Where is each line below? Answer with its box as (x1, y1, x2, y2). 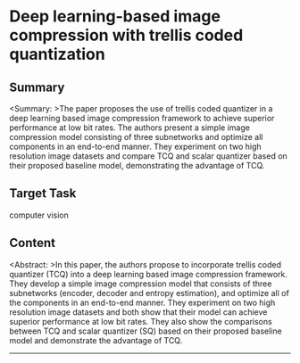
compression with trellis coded (9, 25, 244, 45)
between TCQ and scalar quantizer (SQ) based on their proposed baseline (9, 326, 283, 336)
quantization (9, 45, 105, 64)
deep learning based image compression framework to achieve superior (9, 113, 275, 123)
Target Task (9, 186, 77, 202)
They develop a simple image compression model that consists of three (9, 278, 272, 289)
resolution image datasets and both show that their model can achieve (9, 306, 268, 318)
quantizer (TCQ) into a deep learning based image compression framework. (9, 268, 288, 279)
